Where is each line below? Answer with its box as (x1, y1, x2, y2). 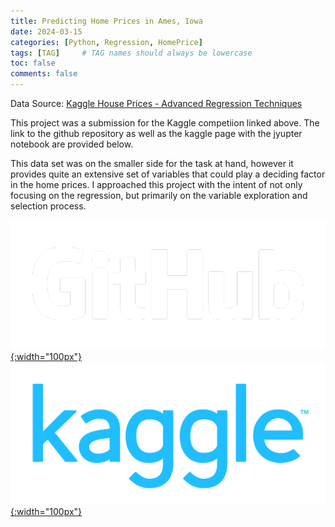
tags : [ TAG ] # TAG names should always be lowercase (10, 48, 253, 58)
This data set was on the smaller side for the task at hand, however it (10, 158, 294, 169)
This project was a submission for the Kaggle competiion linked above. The (10, 117, 320, 129)
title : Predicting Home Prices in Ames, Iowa (10, 16, 203, 26)
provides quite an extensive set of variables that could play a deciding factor (10, 168, 326, 180)
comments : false (10, 69, 78, 79)
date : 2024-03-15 (10, 26, 83, 37)
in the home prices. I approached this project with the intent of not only (10, 179, 303, 190)
